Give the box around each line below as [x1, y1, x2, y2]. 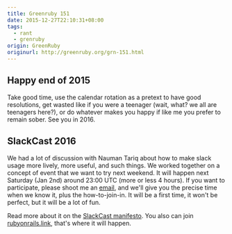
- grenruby [13, 36, 45, 43]
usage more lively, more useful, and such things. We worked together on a [7, 161, 220, 169]
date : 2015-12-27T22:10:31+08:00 [7, 17, 104, 24]
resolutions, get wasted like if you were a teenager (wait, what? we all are [7, 100, 217, 108]
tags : [7, 23, 23, 30]
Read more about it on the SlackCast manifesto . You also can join [7, 211, 194, 219]
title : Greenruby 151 [7, 10, 70, 17]
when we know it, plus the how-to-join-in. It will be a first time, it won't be [7, 190, 218, 199]
